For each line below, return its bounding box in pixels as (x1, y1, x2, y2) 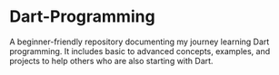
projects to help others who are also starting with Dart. (9, 55, 214, 66)
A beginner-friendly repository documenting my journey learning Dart (9, 36, 270, 47)
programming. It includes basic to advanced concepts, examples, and (9, 45, 271, 56)
